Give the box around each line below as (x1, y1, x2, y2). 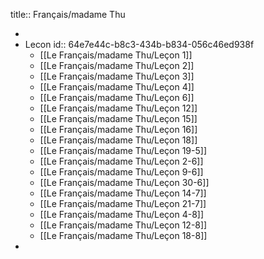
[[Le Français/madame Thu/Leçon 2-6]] (39, 155, 204, 167)
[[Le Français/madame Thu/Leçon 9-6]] (39, 166, 204, 178)
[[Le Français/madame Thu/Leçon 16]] (39, 124, 198, 135)
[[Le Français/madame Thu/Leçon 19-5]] (39, 145, 208, 156)
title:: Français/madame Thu (10, 9, 126, 20)
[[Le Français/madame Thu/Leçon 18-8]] (39, 230, 208, 241)
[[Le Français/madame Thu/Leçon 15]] (39, 113, 198, 124)
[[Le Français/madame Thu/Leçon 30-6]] (39, 177, 210, 188)
